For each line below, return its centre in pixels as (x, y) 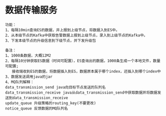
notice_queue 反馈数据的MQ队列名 (37, 108)
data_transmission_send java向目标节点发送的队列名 (55, 87)
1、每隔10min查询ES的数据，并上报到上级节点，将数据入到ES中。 (62, 30)
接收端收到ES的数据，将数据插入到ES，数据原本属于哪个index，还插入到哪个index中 (86, 71)
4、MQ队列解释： (20, 82)
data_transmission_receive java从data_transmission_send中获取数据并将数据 (81, 93)
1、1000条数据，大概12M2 (28, 55)
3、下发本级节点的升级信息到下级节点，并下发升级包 (51, 40)
